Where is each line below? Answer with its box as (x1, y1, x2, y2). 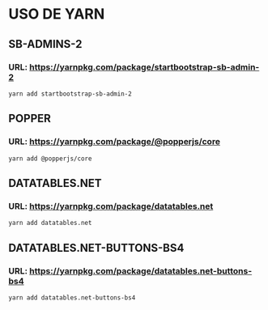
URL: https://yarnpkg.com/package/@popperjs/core (8, 136, 221, 147)
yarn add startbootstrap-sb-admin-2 (8, 90, 132, 98)
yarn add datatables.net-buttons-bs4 (8, 293, 136, 302)
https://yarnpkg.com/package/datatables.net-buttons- (29, 265, 253, 276)
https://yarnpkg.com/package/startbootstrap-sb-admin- (29, 62, 260, 73)
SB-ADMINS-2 (8, 37, 83, 51)
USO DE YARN (8, 5, 105, 23)
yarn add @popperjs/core (8, 155, 92, 163)
